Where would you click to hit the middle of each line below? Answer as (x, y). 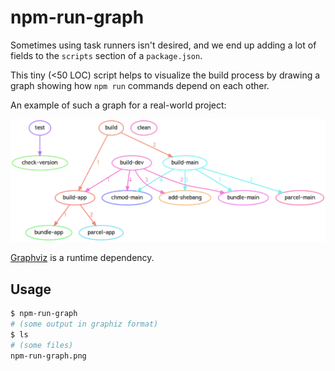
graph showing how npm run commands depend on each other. (140, 85)
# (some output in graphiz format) (84, 324)
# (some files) (42, 345)
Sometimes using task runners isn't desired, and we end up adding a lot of (163, 45)
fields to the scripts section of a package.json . (106, 55)
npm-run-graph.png (48, 356)
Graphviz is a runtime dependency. (82, 258)
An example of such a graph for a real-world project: (118, 105)
